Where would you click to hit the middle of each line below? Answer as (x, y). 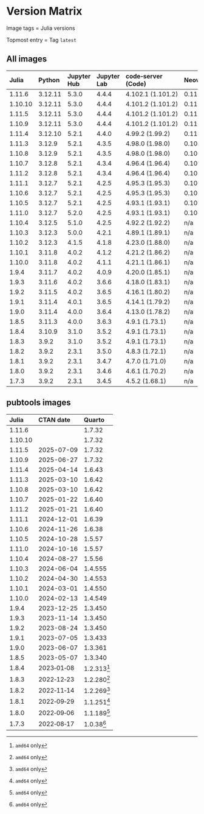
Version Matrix (44, 11)
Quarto (94, 419)
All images (27, 59)
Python (49, 80)
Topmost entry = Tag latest (42, 40)
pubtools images (39, 403)
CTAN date (55, 419)
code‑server (144, 76)
